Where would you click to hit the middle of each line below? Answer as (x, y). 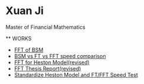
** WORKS (19, 38)
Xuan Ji (25, 11)
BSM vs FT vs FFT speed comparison (60, 56)
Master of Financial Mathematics (45, 27)
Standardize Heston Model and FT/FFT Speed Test (76, 75)
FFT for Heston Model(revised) (52, 62)
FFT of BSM (29, 50)
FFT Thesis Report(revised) (47, 68)
